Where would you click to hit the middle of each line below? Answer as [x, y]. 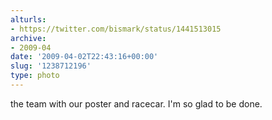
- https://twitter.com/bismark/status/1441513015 [116, 29]
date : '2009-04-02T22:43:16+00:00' [84, 57]
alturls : [28, 19]
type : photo [35, 76]
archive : [28, 38]
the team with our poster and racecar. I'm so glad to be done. [136, 103]
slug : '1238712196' [51, 66]
